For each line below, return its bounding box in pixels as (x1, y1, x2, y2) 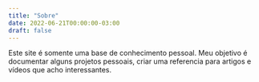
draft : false (8, 26, 52, 34)
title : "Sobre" (8, 11, 59, 20)
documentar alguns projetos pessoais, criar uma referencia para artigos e (8, 57, 252, 66)
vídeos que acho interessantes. (8, 65, 112, 75)
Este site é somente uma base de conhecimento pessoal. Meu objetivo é (8, 49, 248, 58)
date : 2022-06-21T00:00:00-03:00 (8, 19, 120, 27)
